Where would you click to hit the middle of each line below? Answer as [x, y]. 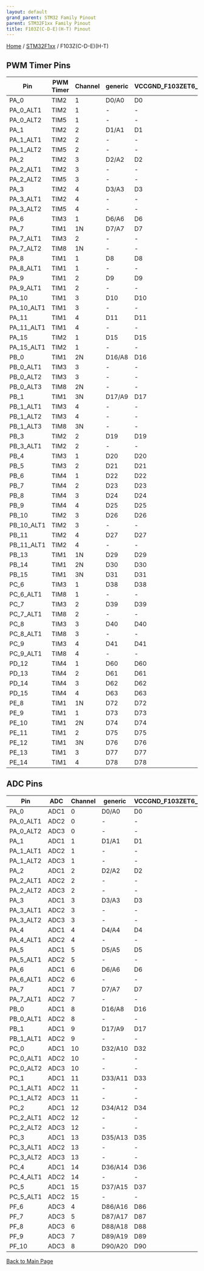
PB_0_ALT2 [25, 377]
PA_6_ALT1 [25, 979]
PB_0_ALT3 [25, 387]
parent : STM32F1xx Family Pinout [49, 23]
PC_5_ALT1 [26, 1197]
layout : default [27, 12]
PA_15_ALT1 [27, 347]
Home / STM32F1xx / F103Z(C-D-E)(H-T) [58, 46]
